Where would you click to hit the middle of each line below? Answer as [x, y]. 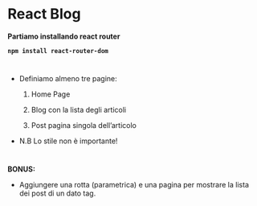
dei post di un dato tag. [57, 193]
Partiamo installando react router [64, 36]
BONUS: [21, 169]
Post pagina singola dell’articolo [84, 126]
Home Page [51, 94]
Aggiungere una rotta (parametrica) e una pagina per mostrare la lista [134, 185]
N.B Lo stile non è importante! [68, 141]
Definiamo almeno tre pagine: [68, 79]
